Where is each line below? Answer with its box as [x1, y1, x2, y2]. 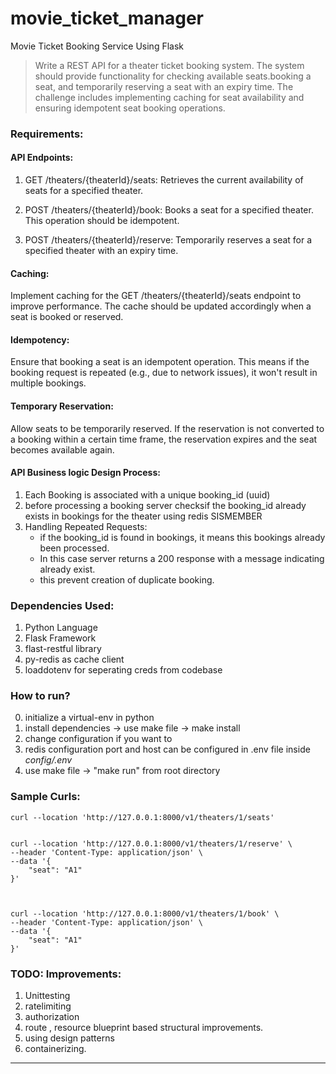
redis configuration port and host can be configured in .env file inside [24, 743, 311, 756]
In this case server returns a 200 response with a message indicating [39, 552, 325, 564]
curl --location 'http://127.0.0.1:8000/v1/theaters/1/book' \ [10, 908, 280, 919]
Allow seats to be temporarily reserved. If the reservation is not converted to [10, 422, 325, 434]
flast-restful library [24, 643, 102, 655]
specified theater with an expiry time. [24, 245, 179, 257]
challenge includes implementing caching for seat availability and [34, 91, 305, 103]
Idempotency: [10, 333, 70, 346]
